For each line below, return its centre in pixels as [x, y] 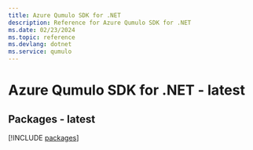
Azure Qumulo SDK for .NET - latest [127, 90]
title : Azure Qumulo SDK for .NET [65, 15]
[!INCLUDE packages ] [44, 138]
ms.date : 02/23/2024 [42, 30]
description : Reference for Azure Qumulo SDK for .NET [100, 23]
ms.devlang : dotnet [40, 45]
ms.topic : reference [42, 37]
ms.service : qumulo [40, 52]
